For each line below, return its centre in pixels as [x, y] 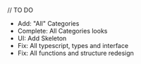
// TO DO [20, 10]
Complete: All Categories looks [62, 31]
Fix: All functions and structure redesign [75, 53]
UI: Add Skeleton [42, 38]
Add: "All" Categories [48, 23]
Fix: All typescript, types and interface [73, 46]
